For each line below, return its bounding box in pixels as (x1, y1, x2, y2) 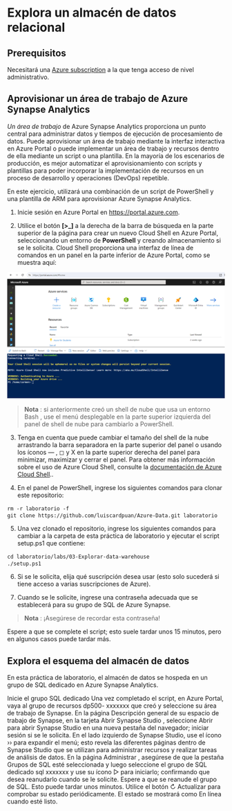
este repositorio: (17, 491, 64, 500)
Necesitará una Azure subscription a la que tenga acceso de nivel (7, 66, 195, 73)
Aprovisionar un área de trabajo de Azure (7, 93, 188, 105)
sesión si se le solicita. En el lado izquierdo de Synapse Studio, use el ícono (7, 731, 222, 739)
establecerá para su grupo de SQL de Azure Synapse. (17, 601, 171, 609)
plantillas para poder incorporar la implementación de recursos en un (7, 166, 204, 175)
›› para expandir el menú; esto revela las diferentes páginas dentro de (7, 738, 206, 747)
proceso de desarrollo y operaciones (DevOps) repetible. (7, 173, 169, 182)
